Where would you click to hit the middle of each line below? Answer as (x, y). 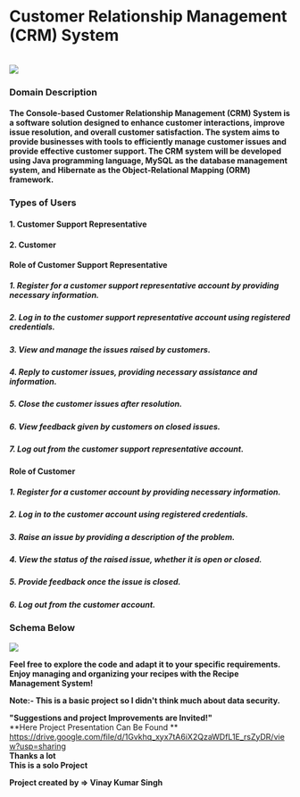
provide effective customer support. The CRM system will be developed (146, 151)
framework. (32, 179)
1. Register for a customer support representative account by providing (144, 285)
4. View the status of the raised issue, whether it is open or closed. (136, 560)
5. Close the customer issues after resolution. (96, 404)
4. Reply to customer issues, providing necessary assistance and (133, 371)
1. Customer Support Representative (78, 224)
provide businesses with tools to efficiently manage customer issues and (148, 142)
